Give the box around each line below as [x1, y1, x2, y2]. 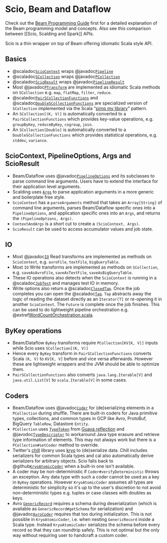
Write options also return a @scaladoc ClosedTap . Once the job [12, 285, 140, 291]
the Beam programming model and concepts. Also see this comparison [5, 25, 151, 31]
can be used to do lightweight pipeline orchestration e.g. [12, 306, 129, 313]
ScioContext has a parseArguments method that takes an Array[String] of [12, 199, 163, 205]
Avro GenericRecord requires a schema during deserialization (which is [12, 500, 157, 506]
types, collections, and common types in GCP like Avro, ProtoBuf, [12, 415, 147, 421]
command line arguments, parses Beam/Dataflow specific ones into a [12, 204, 156, 210]
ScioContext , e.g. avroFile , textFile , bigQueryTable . [12, 259, 120, 265]
